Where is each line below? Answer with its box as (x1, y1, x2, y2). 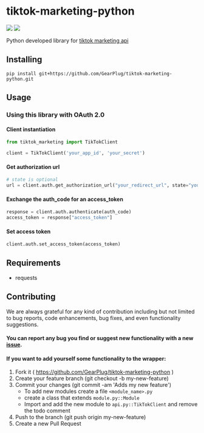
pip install (6, 70, 36, 77)
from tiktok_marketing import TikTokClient (6, 139, 118, 145)
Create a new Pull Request (15, 420, 82, 428)
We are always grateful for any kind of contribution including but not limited (6, 308, 195, 315)
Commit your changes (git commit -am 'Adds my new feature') (15, 381, 172, 389)
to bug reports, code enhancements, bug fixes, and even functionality (6, 314, 181, 321)
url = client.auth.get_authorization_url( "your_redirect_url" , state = (6, 182, 189, 189)
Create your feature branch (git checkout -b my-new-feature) (15, 375, 169, 382)
